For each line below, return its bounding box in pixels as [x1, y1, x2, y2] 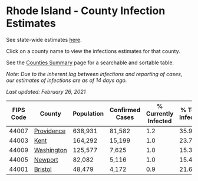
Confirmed [109, 106, 140, 114]
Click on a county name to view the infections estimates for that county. [6, 47, 181, 54]
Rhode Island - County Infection [6, 4, 166, 18]
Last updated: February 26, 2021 [6, 88, 86, 95]
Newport [34, 155, 58, 163]
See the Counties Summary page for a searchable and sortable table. [6, 59, 174, 66]
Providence [34, 127, 66, 135]
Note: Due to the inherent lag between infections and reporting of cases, [6, 70, 183, 77]
